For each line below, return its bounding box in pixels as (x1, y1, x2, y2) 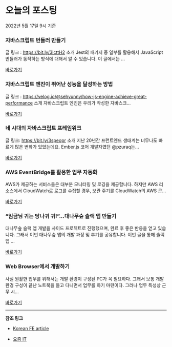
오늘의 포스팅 (5, 5, 57, 16)
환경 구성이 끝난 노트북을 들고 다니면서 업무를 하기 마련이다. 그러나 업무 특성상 (5, 282, 161, 288)
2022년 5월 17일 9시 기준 (5, 23, 56, 29)
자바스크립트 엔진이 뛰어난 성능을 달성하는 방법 (5, 80, 113, 88)
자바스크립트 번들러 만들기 (5, 36, 66, 44)
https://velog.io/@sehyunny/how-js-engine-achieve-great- (23, 93, 147, 99)
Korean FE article (12, 325, 49, 331)
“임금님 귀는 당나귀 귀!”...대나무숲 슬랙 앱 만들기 (5, 213, 117, 220)
